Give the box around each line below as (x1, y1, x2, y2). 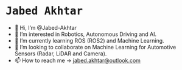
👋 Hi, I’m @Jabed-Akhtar (14, 24, 77, 31)
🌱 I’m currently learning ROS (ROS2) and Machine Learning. (14, 37, 165, 44)
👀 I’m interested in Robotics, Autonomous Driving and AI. (14, 30, 157, 38)
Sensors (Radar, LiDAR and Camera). (14, 50, 107, 57)
